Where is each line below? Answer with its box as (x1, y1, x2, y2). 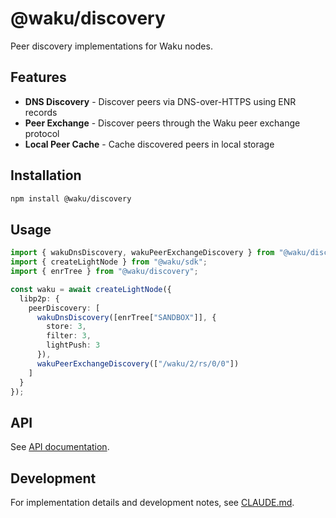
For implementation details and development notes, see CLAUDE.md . (10, 497, 295, 508)
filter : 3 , (46, 331, 92, 341)
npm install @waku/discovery (10, 193, 132, 204)
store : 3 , (46, 322, 87, 332)
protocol (24, 127, 60, 139)
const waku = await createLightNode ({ (10, 284, 172, 294)
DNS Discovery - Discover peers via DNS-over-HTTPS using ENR (24, 95, 297, 107)
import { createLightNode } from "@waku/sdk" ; (10, 257, 208, 267)
